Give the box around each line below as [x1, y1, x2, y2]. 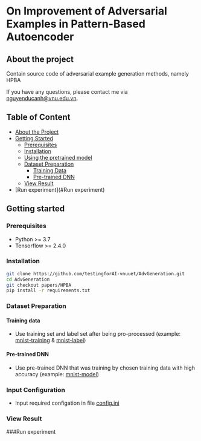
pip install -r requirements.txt [6, 287, 91, 294]
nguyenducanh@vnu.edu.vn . [6, 95, 78, 102]
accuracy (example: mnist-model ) [14, 370, 100, 377]
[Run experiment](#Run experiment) [14, 186, 105, 193]
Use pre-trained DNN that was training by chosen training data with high [14, 364, 195, 371]
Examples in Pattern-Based [6, 17, 146, 31]
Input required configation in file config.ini [14, 399, 120, 407]
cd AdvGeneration [6, 276, 50, 283]
